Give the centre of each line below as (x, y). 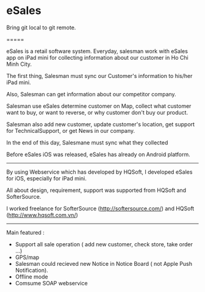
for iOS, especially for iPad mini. (47, 178)
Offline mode (31, 276)
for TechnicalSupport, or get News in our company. (71, 130)
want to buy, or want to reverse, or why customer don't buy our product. (97, 112)
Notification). (32, 270)
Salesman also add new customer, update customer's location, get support (101, 124)
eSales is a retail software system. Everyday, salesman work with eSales (97, 51)
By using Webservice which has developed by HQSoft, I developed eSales (99, 172)
